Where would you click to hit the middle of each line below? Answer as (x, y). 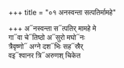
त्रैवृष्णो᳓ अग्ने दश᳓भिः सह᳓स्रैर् (46, 46)
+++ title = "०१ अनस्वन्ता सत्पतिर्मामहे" (62, 12)
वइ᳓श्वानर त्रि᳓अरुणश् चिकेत (45, 55)
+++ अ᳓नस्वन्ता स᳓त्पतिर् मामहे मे (52, 28)
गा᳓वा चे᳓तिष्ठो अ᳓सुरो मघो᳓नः (47, 37)
